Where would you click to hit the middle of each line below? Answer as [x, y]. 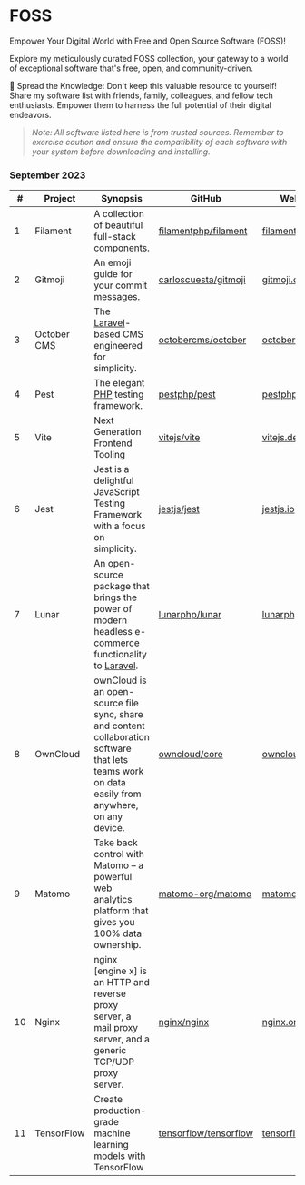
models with [120, 1156]
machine [112, 1133]
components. [122, 248]
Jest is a [112, 469]
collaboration [122, 737]
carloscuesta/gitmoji [202, 280]
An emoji [113, 262]
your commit [121, 285]
